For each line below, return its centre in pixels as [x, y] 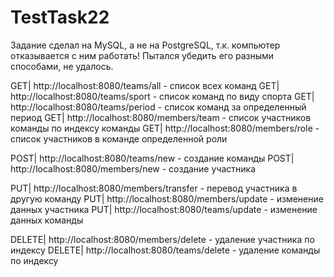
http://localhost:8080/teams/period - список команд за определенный [158, 107]
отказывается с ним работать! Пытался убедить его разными [142, 55]
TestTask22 [60, 17]
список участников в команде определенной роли [119, 138]
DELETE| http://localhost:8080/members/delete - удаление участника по [162, 239]
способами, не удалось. [62, 66]
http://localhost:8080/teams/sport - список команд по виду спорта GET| [162, 96]
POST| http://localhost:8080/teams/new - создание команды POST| [152, 158]
